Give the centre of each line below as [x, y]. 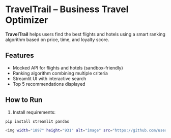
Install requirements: [34, 112]
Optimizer [27, 20]
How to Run [24, 100]
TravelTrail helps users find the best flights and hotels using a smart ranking [85, 34]
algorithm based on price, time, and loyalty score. [57, 40]
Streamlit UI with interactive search [49, 78]
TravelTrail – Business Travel [67, 9]
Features [20, 56]
